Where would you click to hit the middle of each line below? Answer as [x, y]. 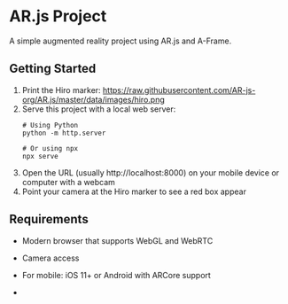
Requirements [49, 219]
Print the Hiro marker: [61, 90]
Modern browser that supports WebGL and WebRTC [117, 240]
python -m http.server [64, 133]
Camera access [51, 258]
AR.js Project [58, 16]
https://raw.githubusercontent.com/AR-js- [179, 90]
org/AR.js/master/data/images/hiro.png [93, 99]
